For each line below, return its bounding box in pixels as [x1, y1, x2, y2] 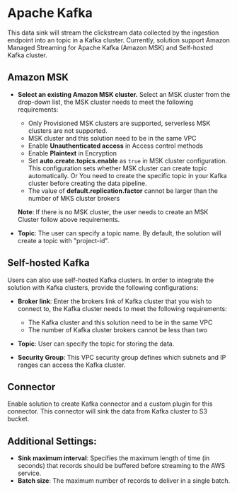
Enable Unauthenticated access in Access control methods [28, 141, 204, 150]
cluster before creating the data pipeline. [28, 179, 147, 187]
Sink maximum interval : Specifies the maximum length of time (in [17, 454, 210, 462]
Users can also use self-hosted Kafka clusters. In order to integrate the [7, 276, 214, 284]
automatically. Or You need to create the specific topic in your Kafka [28, 171, 228, 180]
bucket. [7, 415, 30, 423]
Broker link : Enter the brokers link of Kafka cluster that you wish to [17, 297, 212, 305]
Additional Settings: [7, 435, 97, 447]
